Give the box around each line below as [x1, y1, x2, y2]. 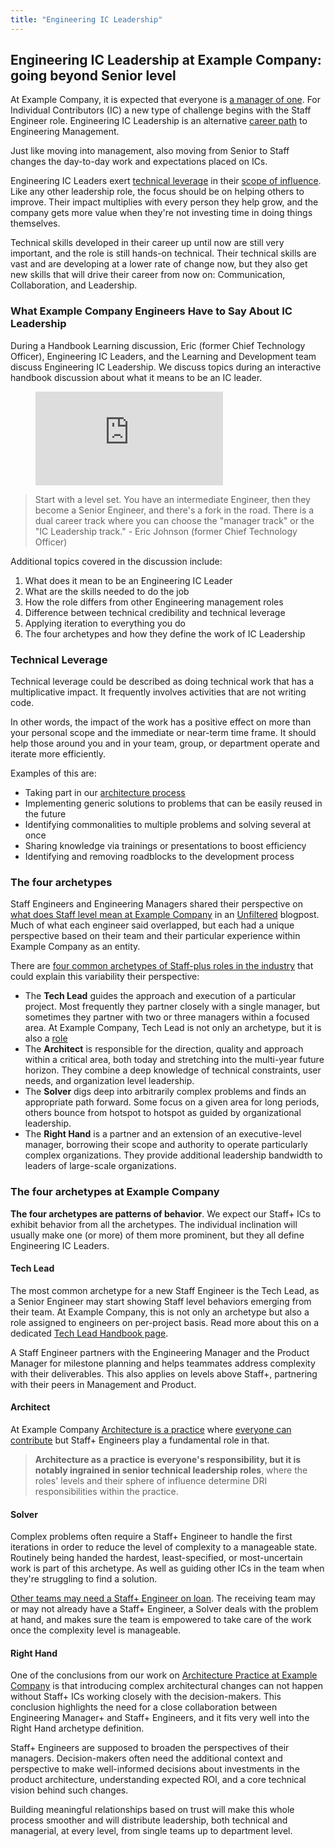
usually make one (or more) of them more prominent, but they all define [10, 1229, 305, 1241]
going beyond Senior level [10, 67, 177, 85]
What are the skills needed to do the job [24, 585, 190, 597]
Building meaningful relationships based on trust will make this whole [10, 1804, 295, 1816]
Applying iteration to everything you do [24, 617, 187, 629]
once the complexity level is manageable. [10, 1624, 182, 1636]
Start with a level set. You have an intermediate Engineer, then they [34, 493, 311, 505]
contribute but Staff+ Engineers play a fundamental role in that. [10, 1434, 270, 1446]
